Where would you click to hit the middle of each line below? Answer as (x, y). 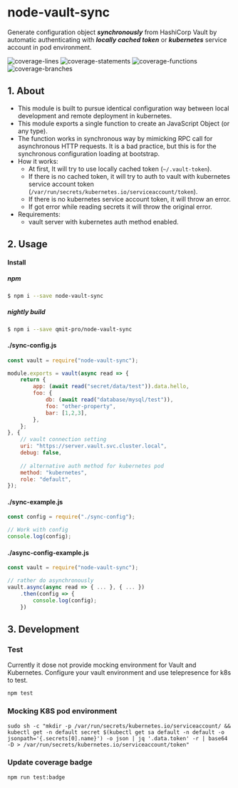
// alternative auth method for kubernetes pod (92, 466)
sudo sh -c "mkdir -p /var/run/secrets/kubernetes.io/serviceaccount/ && (119, 726)
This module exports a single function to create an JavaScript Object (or (124, 123)
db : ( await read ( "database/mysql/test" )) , (109, 400)
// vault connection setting (63, 440)
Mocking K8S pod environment (62, 711)
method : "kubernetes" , (54, 472)
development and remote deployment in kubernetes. (95, 115)
